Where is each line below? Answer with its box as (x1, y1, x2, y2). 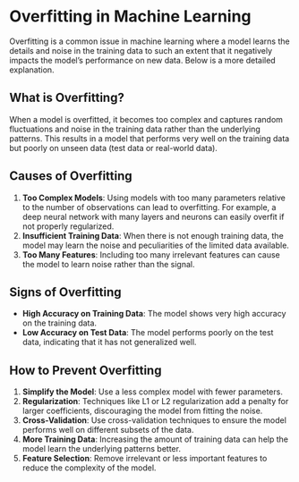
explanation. (9, 64, 56, 75)
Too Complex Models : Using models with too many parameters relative (21, 192, 286, 203)
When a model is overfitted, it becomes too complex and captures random (9, 114, 284, 124)
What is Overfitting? (9, 90, 125, 106)
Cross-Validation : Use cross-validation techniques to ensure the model (21, 415, 286, 426)
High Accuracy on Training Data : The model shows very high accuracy (21, 309, 286, 319)
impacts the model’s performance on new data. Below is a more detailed (9, 55, 276, 65)
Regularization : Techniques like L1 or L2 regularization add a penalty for (21, 396, 289, 407)
